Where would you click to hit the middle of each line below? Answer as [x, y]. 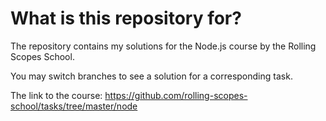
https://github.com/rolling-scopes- [176, 95]
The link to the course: [56, 95]
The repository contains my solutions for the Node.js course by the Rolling [163, 46]
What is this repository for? [126, 18]
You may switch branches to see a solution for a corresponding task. [151, 76]
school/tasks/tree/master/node [74, 106]
